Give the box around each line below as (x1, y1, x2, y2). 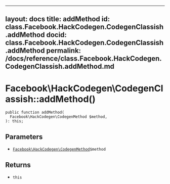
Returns (5, 160, 31, 169)
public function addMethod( (5, 110, 65, 115)
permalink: (46, 47, 81, 55)
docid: (46, 31, 67, 39)
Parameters (5, 132, 43, 141)
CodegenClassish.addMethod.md (5, 62, 115, 71)
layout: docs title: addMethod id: (5, 15, 110, 23)
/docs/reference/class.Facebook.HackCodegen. (5, 54, 162, 63)
